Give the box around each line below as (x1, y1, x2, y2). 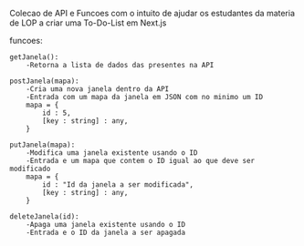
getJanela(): (9, 53, 59, 62)
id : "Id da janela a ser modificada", (42, 180, 194, 190)
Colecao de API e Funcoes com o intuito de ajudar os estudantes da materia (9, 8, 295, 18)
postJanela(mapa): (9, 77, 79, 86)
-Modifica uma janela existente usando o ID (26, 149, 198, 158)
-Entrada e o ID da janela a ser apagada (26, 228, 185, 237)
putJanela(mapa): (9, 140, 76, 149)
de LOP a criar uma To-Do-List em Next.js (9, 17, 167, 28)
